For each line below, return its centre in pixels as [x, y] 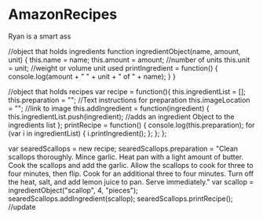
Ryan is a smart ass [40, 36]
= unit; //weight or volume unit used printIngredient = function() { [113, 68]
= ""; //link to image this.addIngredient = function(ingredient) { [109, 108]
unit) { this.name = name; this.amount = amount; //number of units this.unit [129, 60]
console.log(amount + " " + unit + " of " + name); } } [92, 76]
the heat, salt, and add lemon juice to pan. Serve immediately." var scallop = [131, 181]
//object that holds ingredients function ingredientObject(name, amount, [124, 51]
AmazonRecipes [63, 15]
